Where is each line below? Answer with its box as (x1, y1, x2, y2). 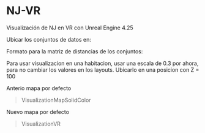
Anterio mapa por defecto (6, 84, 72, 92)
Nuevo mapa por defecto (6, 108, 69, 115)
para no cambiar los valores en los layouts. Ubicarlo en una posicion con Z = (6, 66, 199, 74)
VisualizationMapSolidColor (21, 96, 91, 104)
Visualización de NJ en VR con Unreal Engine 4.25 (6, 24, 133, 31)
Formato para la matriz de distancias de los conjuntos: (6, 47, 143, 55)
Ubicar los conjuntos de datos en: (6, 36, 92, 43)
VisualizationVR (21, 120, 61, 127)
